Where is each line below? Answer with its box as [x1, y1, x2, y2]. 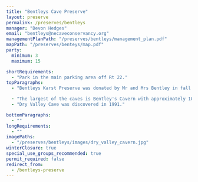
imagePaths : [6, 134, 35, 140]
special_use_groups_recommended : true [6, 151, 101, 157]
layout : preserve [6, 14, 49, 20]
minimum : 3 [11, 53, 38, 58]
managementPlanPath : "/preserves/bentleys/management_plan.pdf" [6, 36, 167, 42]
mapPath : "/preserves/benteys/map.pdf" [6, 42, 104, 48]
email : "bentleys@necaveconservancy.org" [6, 31, 110, 37]
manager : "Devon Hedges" [6, 25, 67, 31]
